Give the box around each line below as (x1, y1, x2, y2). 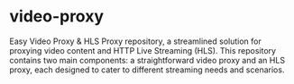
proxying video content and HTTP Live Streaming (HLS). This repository (9, 45, 277, 55)
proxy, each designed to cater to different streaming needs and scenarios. (9, 64, 285, 75)
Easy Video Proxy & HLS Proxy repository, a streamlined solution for (9, 36, 262, 46)
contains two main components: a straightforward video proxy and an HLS (9, 55, 286, 65)
